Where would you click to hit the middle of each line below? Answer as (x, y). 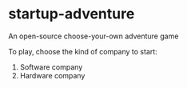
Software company (51, 67)
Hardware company (52, 75)
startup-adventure (72, 14)
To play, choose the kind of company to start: (83, 51)
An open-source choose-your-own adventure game (93, 36)
